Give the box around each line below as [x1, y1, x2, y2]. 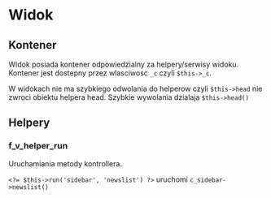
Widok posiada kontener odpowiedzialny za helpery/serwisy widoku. [8, 59, 239, 69]
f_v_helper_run [8, 140, 68, 152]
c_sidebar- [190, 176, 226, 184]
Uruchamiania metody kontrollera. [8, 158, 122, 168]
